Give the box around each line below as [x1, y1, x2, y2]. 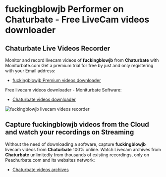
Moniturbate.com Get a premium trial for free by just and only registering [5, 63, 154, 68]
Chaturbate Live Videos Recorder [5, 44, 111, 52]
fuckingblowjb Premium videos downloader [12, 78, 101, 83]
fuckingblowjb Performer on [5, 3, 124, 15]
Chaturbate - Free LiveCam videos [5, 14, 150, 25]
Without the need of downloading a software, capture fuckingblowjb [5, 141, 146, 147]
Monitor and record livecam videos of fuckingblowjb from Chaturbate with [5, 57, 159, 63]
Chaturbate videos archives [12, 167, 69, 173]
